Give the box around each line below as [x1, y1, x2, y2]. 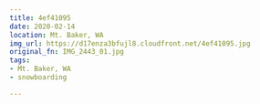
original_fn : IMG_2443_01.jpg [9, 47, 125, 57]
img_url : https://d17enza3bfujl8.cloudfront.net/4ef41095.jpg [9, 38, 251, 48]
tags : [9, 56, 30, 65]
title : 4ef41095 [9, 13, 71, 23]
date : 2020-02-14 [9, 22, 76, 31]
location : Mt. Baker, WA [9, 30, 104, 39]
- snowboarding [9, 73, 68, 82]
